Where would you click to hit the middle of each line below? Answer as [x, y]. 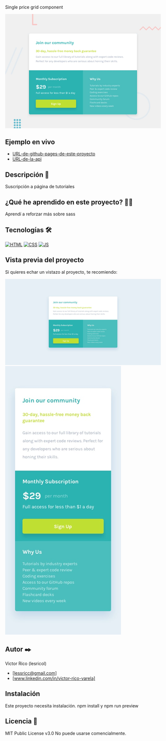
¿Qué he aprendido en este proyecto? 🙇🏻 [69, 202]
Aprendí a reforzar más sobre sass [40, 214]
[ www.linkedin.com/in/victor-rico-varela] [54, 678]
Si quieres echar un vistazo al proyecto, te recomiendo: [61, 272]
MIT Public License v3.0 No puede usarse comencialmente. [66, 733]
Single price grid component [34, 7]
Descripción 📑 [27, 175]
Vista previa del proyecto [44, 260]
